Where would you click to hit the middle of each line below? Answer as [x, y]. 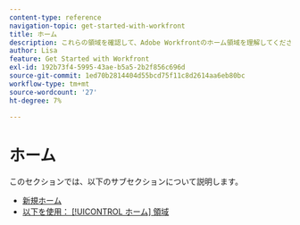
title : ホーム [33, 34]
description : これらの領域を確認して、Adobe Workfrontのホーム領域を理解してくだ [148, 42]
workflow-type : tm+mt [50, 84]
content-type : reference [55, 17]
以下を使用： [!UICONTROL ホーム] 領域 [96, 212]
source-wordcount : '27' [54, 92]
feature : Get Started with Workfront [79, 59]
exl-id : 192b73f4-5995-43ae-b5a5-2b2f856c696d [97, 68]
